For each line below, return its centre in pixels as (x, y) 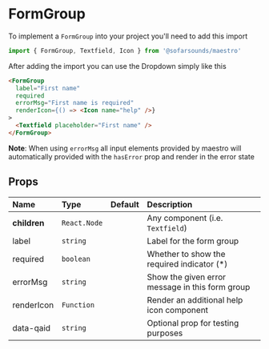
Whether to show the (186, 254)
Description (170, 204)
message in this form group (199, 287)
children (28, 223)
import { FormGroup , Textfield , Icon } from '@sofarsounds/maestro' (125, 50)
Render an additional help (195, 299)
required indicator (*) (187, 263)
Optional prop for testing (193, 323)
